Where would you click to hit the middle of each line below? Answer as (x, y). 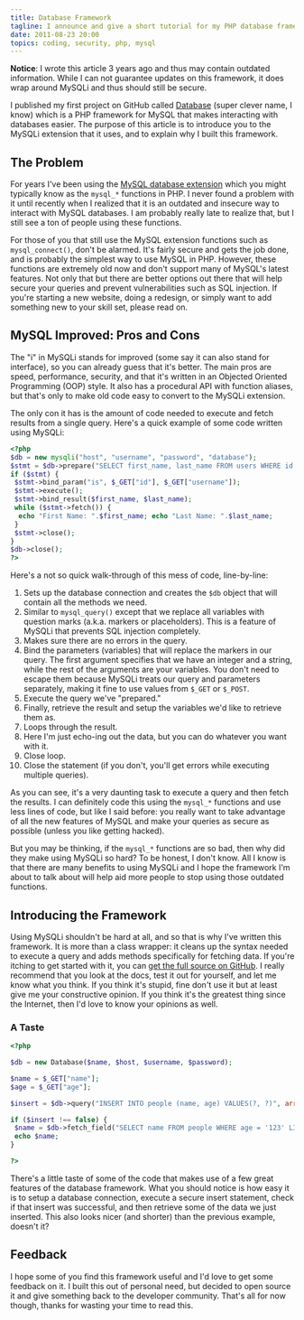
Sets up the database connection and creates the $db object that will (150, 593)
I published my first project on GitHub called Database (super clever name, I (151, 106)
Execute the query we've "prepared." (92, 698)
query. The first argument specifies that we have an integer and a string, (157, 660)
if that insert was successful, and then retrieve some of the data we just (143, 1207)
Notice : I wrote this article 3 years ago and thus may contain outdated (140, 69)
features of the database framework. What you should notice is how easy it (150, 1187)
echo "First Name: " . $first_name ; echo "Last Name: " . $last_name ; (146, 516)
